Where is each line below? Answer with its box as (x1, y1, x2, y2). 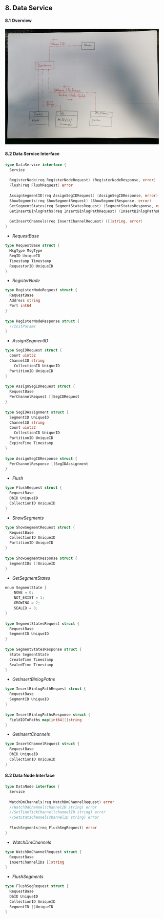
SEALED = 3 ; (14, 606, 38, 611)
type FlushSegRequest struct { (5, 884, 69, 889)
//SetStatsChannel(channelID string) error (9, 815, 99, 820)
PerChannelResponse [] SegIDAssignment (9, 461, 89, 466)
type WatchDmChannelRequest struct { (5, 849, 82, 854)
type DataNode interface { (5, 784, 60, 789)
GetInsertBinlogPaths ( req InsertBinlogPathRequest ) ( (9, 209, 121, 214)
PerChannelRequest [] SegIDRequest (9, 394, 80, 399)
